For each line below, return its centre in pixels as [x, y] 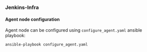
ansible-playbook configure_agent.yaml [47, 45]
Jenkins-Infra [22, 7]
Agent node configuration [32, 19]
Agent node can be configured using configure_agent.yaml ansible [74, 30]
